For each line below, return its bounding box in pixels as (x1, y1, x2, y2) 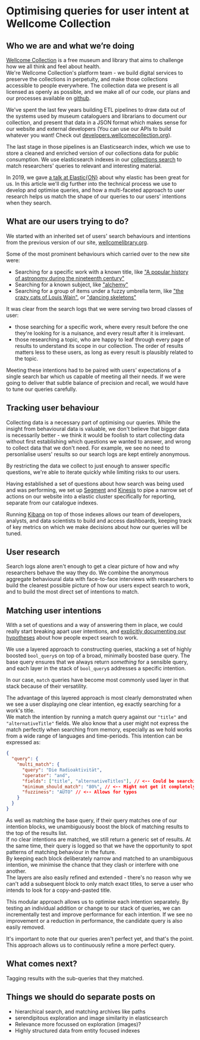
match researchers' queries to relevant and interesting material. (6, 163, 162, 169)
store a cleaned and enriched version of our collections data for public (6, 149, 179, 157)
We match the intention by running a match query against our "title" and (6, 713, 187, 721)
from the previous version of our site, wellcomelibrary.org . (6, 238, 149, 246)
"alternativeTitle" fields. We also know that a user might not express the (6, 720, 189, 727)
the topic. (14, 354, 39, 362)
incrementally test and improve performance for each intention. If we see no (6, 910, 193, 918)
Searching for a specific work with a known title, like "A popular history (14, 268, 189, 276)
